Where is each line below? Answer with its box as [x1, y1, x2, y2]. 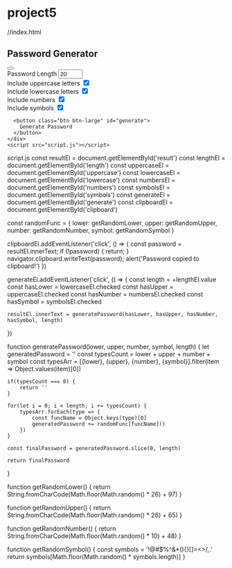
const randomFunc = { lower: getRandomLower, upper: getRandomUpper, [7, 219, 217, 227]
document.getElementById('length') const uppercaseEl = [7, 161, 170, 169]
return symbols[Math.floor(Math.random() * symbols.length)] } [7, 552, 186, 560]
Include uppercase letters [7, 78, 80, 87]
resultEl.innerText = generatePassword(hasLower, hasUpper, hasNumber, [7, 310, 218, 317]
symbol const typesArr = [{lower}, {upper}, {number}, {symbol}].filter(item [7, 357, 220, 365]
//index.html [7, 28, 42, 36]
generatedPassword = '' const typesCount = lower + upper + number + [7, 349, 211, 358]
